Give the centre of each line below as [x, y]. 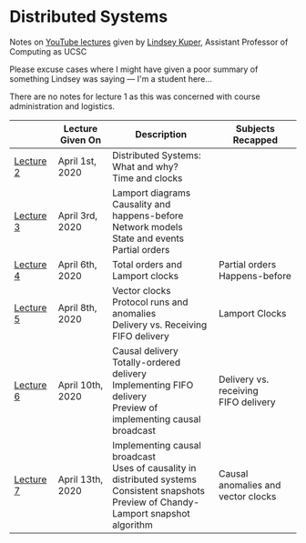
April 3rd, [78, 216]
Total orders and [148, 264]
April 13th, [80, 479]
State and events [148, 238]
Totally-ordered [146, 362]
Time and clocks [148, 177]
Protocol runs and [150, 302]
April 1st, [77, 161]
